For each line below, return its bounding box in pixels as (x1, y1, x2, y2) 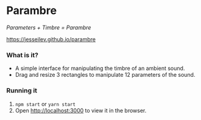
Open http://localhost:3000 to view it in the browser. (15, 107, 147, 114)
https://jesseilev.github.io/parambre (6, 35, 96, 43)
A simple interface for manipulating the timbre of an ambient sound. (15, 65, 185, 72)
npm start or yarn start (15, 100, 76, 107)
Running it (6, 86, 38, 95)
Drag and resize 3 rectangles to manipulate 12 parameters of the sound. (15, 71, 196, 79)
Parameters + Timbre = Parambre (6, 24, 91, 31)
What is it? (6, 51, 38, 59)
